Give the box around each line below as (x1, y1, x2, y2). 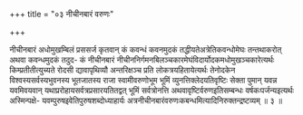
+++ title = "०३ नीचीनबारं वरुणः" (9, 9, 114, 19)
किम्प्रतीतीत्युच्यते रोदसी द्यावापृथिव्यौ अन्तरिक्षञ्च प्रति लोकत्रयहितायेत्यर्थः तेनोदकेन (9, 64, 236, 75)
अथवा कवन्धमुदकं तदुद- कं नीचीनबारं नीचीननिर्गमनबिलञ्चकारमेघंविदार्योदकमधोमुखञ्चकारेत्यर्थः (9, 54, 275, 65)
